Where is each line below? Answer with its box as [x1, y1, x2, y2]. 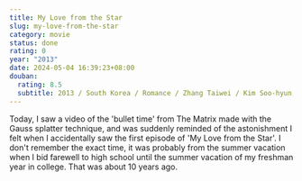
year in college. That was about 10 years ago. [9, 161, 178, 172]
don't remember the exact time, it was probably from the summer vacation [9, 141, 286, 153]
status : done [9, 38, 59, 48]
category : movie [9, 30, 70, 39]
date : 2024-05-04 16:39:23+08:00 [9, 64, 135, 73]
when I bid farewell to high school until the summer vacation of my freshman [9, 151, 294, 162]
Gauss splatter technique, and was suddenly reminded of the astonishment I [9, 122, 293, 133]
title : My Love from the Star [9, 13, 124, 23]
